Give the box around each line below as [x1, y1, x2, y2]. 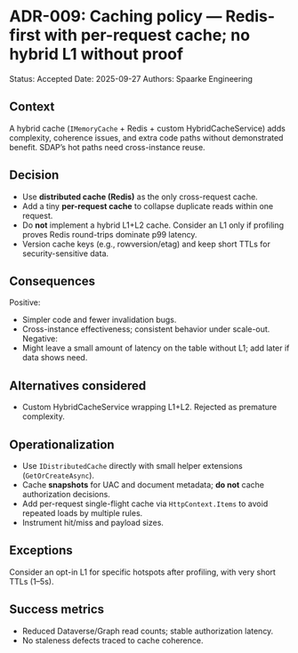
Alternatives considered [9, 378, 147, 393]
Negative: [21, 334, 58, 344]
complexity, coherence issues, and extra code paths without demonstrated [9, 132, 284, 143]
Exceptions [9, 543, 73, 558]
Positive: [9, 297, 41, 308]
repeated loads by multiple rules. [21, 508, 143, 518]
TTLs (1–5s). [9, 576, 54, 586]
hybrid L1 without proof [9, 44, 184, 64]
